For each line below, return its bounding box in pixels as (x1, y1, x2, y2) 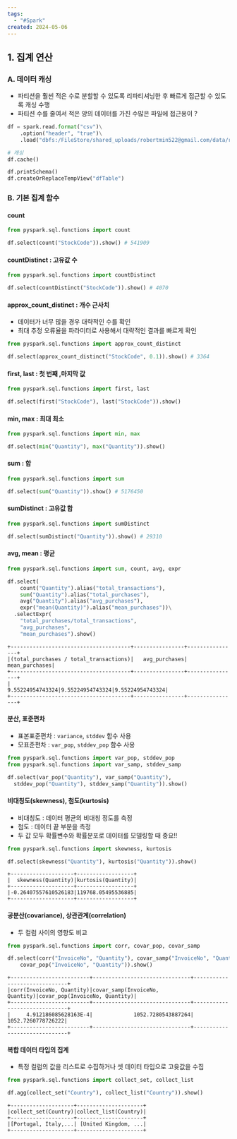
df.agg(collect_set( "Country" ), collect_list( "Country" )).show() (7, 1090, 203, 1097)
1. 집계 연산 (7, 51, 53, 64)
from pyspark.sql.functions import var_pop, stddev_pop (7, 754, 175, 761)
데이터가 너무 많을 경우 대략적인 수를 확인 (17, 318, 131, 326)
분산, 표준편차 (7, 714, 45, 723)
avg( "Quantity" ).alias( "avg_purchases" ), (20, 598, 143, 605)
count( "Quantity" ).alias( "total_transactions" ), (20, 584, 166, 591)
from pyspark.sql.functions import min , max (7, 430, 140, 438)
